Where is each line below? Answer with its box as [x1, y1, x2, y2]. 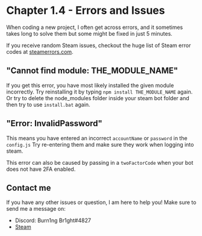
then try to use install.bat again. [6, 101, 90, 108]
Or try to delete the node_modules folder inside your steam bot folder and [6, 94, 189, 101]
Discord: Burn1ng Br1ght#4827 [14, 217, 92, 224]
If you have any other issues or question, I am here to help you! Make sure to [6, 199, 197, 206]
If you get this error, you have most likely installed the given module [6, 81, 174, 89]
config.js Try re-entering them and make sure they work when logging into [6, 141, 194, 148]
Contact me [6, 182, 51, 193]
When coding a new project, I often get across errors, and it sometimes [6, 24, 183, 31]
